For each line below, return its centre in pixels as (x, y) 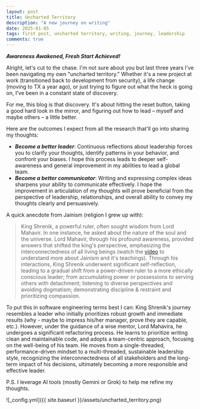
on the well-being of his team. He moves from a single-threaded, (86, 345)
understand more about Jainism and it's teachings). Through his (99, 258)
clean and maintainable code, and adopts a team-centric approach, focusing (100, 339)
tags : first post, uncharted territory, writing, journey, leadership (96, 34)
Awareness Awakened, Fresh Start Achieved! (63, 56)
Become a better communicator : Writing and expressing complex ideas (103, 178)
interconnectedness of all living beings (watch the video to (93, 251)
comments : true (25, 39)
